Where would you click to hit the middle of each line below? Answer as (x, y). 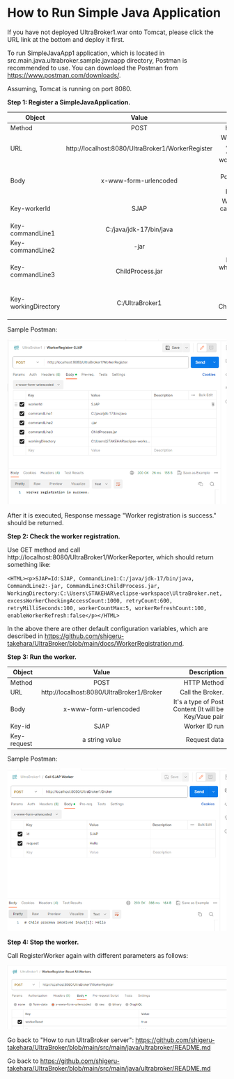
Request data (205, 740)
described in (25, 636)
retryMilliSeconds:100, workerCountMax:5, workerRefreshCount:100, (107, 608)
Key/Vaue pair (204, 717)
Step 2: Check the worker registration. (64, 536)
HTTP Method (204, 682)
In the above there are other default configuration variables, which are (108, 628)
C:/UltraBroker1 (139, 303)
